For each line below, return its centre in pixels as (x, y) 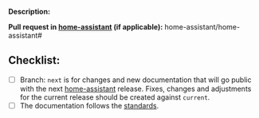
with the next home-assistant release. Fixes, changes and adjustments (135, 88)
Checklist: (34, 60)
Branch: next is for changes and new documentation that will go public (135, 80)
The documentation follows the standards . (89, 105)
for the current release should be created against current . (115, 97)
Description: (29, 12)
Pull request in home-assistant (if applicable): (86, 27)
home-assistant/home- (202, 27)
